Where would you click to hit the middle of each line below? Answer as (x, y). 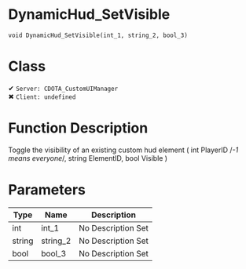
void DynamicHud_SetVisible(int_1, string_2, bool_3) (98, 35)
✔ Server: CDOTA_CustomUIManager (63, 88)
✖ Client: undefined (42, 96)
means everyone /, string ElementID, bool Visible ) (88, 158)
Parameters (47, 190)
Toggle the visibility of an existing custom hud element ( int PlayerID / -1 (123, 150)
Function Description (78, 128)
